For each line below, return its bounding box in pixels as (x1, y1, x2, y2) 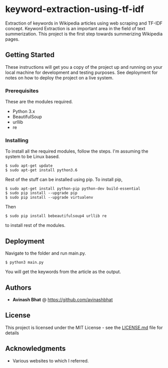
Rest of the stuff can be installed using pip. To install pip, (5, 177, 123, 183)
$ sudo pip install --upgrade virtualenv (5, 195, 94, 200)
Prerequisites (5, 87, 39, 94)
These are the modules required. (5, 99, 73, 105)
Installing (5, 137, 29, 144)
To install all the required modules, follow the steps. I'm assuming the (5, 148, 148, 154)
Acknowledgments (5, 344, 66, 353)
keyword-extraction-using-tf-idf (5, 4, 144, 15)
